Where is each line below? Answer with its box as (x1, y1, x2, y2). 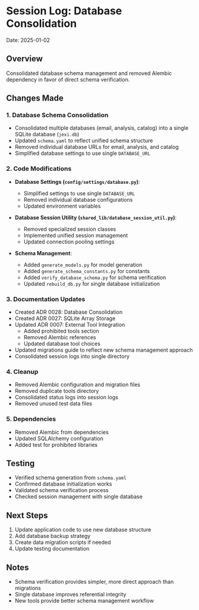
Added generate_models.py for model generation (23, 261, 143, 268)
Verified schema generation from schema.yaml (14, 474, 127, 481)
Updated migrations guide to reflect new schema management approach (14, 346, 193, 354)
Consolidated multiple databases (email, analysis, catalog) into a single (14, 124, 189, 132)
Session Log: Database (6, 4, 122, 18)
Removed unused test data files (14, 400, 93, 407)
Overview (6, 54, 43, 64)
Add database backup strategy (14, 533, 91, 540)
